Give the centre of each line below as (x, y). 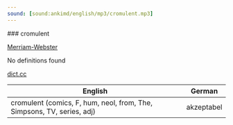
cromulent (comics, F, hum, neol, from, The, (81, 103)
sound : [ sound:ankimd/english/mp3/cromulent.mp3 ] (80, 14)
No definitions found (36, 60)
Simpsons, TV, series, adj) (53, 111)
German (204, 91)
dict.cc (17, 74)
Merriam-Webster (33, 47)
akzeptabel (204, 107)
